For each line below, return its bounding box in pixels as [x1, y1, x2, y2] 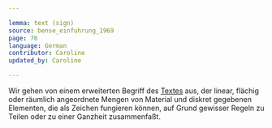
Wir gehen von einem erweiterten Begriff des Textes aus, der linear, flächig [8, 86, 260, 96]
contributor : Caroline [8, 49, 85, 58]
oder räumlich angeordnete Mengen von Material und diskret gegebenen [8, 95, 252, 104]
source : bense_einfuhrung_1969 [8, 26, 114, 35]
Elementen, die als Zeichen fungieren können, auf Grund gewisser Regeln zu [8, 103, 265, 113]
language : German [8, 41, 67, 49]
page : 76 [8, 34, 38, 42]
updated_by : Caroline [8, 57, 82, 65]
